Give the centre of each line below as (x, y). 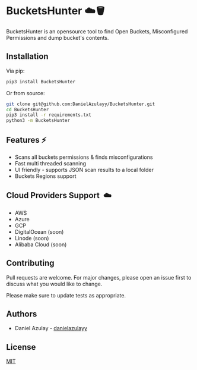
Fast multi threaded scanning (50, 163)
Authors (22, 314)
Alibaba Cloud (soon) (41, 244)
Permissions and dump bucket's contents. (58, 37)
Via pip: (15, 71)
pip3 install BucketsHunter (41, 81)
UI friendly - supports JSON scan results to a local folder (84, 170)
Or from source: (26, 93)
